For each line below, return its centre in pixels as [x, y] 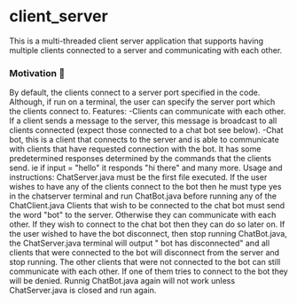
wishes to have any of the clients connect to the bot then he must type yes [145, 187]
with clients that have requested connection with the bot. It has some [135, 149]
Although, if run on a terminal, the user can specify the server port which [142, 102]
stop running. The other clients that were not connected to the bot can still [145, 262]
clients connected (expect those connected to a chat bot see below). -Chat [146, 130]
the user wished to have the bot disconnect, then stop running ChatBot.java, [148, 234]
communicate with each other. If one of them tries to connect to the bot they [148, 271]
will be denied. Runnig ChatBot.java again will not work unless [122, 281]
